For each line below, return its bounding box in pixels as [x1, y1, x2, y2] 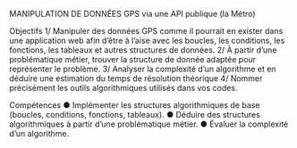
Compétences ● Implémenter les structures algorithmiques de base [9, 100, 260, 111]
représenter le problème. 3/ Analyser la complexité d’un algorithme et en [9, 63, 276, 74]
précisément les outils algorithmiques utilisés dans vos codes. [9, 83, 238, 93]
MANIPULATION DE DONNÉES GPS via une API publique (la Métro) [9, 9, 256, 19]
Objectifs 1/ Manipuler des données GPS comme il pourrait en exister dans [9, 26, 284, 36]
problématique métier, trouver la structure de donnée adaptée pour [9, 54, 257, 64]
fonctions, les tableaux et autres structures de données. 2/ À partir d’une [9, 45, 277, 55]
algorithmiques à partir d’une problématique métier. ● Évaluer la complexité [9, 119, 289, 129]
